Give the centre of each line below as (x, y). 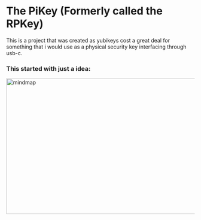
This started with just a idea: (48, 68)
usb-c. (14, 53)
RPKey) (25, 24)
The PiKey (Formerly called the (84, 11)
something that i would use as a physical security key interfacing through (96, 47)
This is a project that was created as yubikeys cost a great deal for (88, 40)
